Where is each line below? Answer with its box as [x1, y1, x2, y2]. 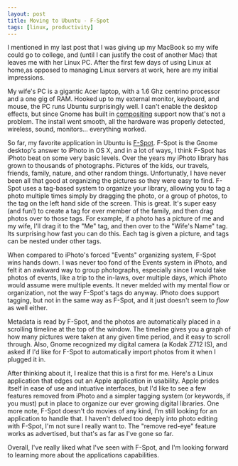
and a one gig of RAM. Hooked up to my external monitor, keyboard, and [7, 95, 220, 103]
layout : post [7, 10, 46, 18]
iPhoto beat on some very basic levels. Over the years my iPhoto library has [7, 154, 229, 162]
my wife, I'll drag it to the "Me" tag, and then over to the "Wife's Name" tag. [7, 222, 228, 231]
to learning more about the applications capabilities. [7, 451, 160, 460]
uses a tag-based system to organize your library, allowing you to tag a [22, 184, 231, 193]
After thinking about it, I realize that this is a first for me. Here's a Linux [7, 369, 214, 378]
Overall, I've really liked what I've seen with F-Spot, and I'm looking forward [7, 443, 229, 452]
